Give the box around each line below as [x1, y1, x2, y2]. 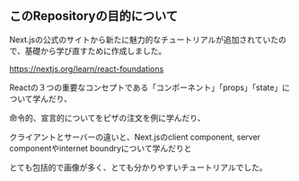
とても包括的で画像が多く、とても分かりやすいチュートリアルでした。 [9, 161, 268, 173]
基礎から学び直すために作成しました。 [24, 45, 167, 56]
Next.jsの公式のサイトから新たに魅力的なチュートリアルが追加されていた [9, 34, 279, 45]
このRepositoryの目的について [9, 8, 178, 24]
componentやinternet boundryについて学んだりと [9, 142, 192, 153]
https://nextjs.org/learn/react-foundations [9, 63, 164, 74]
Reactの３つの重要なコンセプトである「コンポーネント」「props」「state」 [9, 82, 283, 93]
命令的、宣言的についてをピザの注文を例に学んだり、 [9, 112, 206, 123]
